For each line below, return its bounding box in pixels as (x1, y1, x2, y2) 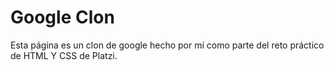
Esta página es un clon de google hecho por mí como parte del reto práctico (10, 39, 325, 51)
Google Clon (10, 6, 115, 29)
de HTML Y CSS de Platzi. (10, 49, 118, 61)
